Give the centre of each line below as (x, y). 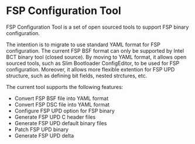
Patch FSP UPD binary (42, 129)
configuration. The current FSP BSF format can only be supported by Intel (95, 50)
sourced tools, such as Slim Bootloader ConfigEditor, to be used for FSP (93, 63)
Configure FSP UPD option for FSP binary (65, 111)
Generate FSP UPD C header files (55, 117)
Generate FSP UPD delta (44, 135)
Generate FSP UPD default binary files (61, 123)
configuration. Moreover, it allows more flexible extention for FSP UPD (90, 69)
